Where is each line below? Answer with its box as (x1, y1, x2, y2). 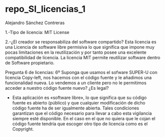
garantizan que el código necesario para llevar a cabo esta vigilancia (12, 110, 152, 116)
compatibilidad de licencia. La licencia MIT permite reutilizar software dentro (5, 54, 161, 60)
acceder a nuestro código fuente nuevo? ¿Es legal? (5, 85, 109, 91)
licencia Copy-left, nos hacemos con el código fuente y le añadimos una (5, 74, 152, 80)
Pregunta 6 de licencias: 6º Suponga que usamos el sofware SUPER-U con (5, 69, 158, 75)
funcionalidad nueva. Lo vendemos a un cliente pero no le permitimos (5, 80, 147, 86)
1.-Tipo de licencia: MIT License (5, 29, 70, 35)
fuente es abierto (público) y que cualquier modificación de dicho (12, 100, 145, 105)
